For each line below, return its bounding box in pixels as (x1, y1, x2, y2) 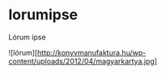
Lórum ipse (8, 32, 46, 42)
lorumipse (8, 6, 79, 24)
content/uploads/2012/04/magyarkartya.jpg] (8, 56, 158, 66)
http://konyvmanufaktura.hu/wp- (36, 47, 147, 57)
